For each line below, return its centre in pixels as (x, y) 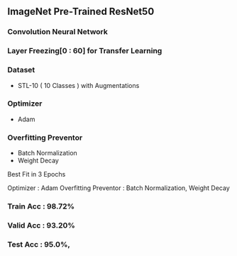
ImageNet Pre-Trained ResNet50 (81, 12)
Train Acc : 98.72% (41, 206)
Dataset (21, 70)
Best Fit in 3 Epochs (37, 174)
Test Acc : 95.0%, (39, 244)
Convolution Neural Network (58, 32)
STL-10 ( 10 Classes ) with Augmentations (78, 85)
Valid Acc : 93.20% (42, 225)
